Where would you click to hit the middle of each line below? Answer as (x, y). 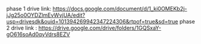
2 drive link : (22, 28)
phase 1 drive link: (29, 9)
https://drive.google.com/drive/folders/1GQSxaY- (100, 28)
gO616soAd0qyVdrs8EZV (38, 34)
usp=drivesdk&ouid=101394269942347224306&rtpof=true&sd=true (92, 21)
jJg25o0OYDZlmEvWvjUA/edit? (46, 15)
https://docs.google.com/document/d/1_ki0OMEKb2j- (120, 9)
